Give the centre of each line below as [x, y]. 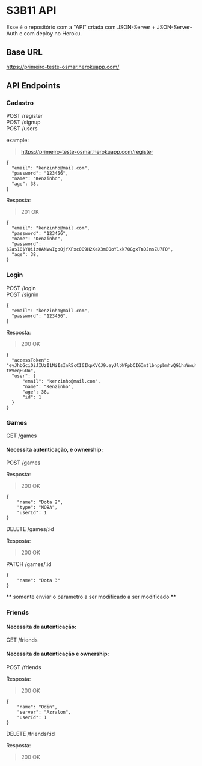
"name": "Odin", [38, 707]
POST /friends [24, 667]
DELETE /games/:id [30, 529]
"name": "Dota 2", [40, 502]
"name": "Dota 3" [39, 580]
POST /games [23, 463]
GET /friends [22, 640]
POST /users [22, 129]
